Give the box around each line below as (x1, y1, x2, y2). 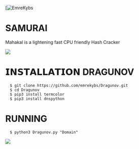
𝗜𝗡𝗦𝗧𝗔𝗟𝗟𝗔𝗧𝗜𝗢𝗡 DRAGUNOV (5, 66, 134, 78)
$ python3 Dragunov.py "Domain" (10, 129, 79, 135)
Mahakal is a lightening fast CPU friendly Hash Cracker (5, 39, 120, 45)
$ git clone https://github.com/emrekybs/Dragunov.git (10, 83, 128, 88)
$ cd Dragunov (10, 87, 40, 92)
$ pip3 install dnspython (10, 96, 65, 101)
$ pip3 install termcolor (10, 91, 65, 97)
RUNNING (5, 113, 47, 125)
